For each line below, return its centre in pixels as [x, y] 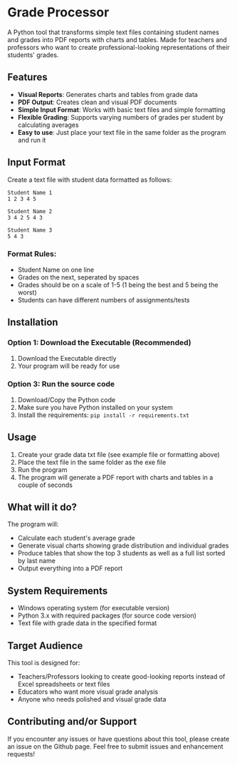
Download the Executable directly [67, 358]
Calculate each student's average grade [76, 538]
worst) [27, 292]
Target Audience [45, 646]
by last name [36, 561]
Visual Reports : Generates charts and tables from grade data [107, 94]
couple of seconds [45, 485]
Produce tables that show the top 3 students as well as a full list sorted [121, 553]
